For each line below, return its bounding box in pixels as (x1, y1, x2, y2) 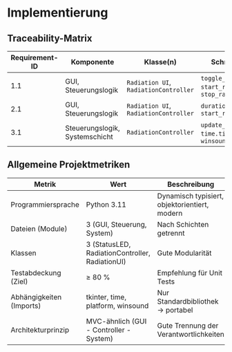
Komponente (70, 57, 115, 66)
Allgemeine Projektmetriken (7, 159, 130, 171)
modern (157, 208, 183, 218)
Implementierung (7, 5, 108, 21)
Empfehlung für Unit (157, 268, 223, 277)
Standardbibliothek (157, 296, 219, 306)
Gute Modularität (157, 248, 212, 257)
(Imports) (10, 301, 41, 311)
